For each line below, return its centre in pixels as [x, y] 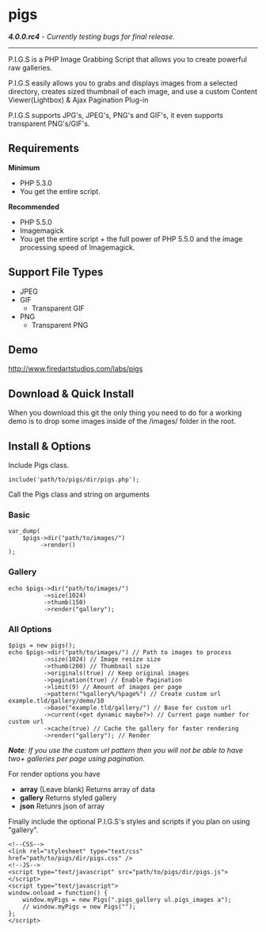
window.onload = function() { [58, 892]
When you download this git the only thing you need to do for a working [125, 413]
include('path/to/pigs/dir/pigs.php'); [74, 480]
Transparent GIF [58, 308]
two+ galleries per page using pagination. [77, 759]
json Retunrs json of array [62, 806]
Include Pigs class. [39, 465]
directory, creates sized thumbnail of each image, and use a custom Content [133, 91]
